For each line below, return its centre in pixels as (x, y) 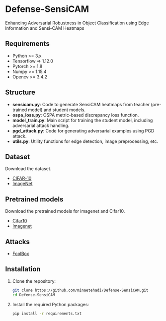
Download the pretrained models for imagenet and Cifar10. (65, 211)
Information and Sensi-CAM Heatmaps (45, 28)
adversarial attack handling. (41, 126)
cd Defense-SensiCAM (34, 295)
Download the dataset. (28, 169)
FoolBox (21, 254)
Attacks (17, 242)
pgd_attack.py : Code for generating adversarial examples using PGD (83, 130)
